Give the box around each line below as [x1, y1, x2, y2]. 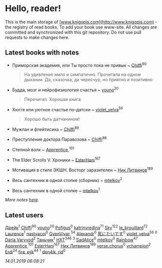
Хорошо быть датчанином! [24, 116, 80, 122]
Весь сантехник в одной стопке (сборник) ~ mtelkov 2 [12, 177, 123, 183]
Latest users [5, 211, 44, 219]
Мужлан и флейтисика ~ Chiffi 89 [12, 125, 79, 132]
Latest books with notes [5, 49, 79, 57]
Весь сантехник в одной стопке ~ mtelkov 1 [12, 186, 100, 193]
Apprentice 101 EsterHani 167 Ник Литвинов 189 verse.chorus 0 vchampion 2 [5, 242, 151, 249]
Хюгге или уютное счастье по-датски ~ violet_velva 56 [12, 106, 123, 112]
